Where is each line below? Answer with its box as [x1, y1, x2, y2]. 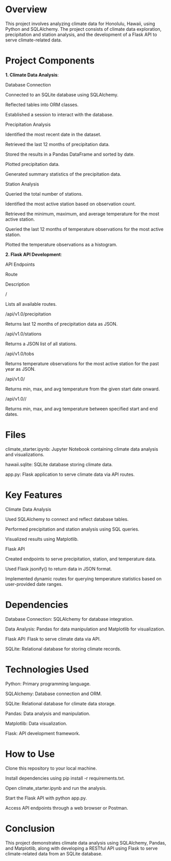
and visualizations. [5, 451, 44, 457]
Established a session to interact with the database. [5, 111, 114, 117]
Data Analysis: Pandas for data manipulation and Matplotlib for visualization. [5, 626, 165, 632]
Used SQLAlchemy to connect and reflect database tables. [5, 516, 129, 522]
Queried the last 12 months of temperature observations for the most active [5, 226, 164, 232]
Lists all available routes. [5, 301, 57, 307]
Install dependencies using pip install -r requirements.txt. [5, 775, 125, 781]
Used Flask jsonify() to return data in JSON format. [5, 565, 112, 572]
